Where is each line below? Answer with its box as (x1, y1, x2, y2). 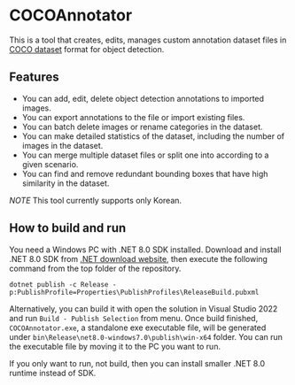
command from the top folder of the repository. (9, 263, 182, 273)
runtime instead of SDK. (9, 367, 97, 378)
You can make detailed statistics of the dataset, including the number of (21, 130, 285, 142)
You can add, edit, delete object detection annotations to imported (21, 93, 264, 104)
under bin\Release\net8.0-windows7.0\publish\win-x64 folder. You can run (9, 331, 283, 342)
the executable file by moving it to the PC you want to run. (9, 341, 221, 351)
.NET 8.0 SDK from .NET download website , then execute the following (9, 253, 268, 264)
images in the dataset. (21, 140, 104, 150)
